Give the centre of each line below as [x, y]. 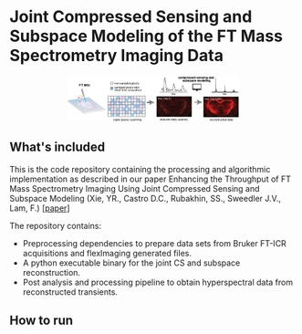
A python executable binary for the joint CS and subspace [131, 263]
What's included [57, 147]
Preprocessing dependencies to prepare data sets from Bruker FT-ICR [155, 243]
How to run [42, 321]
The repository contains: [56, 225]
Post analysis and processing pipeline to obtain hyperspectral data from [158, 282]
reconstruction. [51, 272]
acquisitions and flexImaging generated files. [107, 253]
